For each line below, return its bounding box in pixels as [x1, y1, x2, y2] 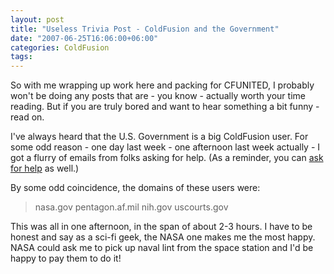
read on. [10, 111, 45, 123]
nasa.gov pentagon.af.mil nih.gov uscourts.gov [34, 201, 229, 213]
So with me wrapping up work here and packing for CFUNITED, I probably [10, 79, 315, 91]
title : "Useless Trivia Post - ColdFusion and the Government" [10, 24, 280, 34]
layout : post [10, 14, 65, 25]
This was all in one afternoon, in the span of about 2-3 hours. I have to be [10, 221, 313, 233]
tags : [10, 52, 33, 62]
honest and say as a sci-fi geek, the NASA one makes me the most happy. [10, 231, 316, 243]
